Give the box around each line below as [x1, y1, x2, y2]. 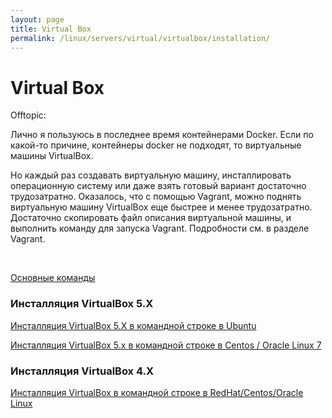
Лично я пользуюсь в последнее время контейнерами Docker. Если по [10, 129, 314, 141]
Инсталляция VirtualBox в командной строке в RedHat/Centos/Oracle [10, 386, 304, 398]
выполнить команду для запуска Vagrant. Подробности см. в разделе [10, 222, 310, 235]
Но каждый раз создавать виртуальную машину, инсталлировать [10, 169, 292, 181]
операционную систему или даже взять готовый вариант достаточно [10, 180, 307, 192]
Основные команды [10, 272, 96, 284]
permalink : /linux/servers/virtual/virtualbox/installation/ [10, 33, 271, 43]
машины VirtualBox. [10, 150, 94, 162]
